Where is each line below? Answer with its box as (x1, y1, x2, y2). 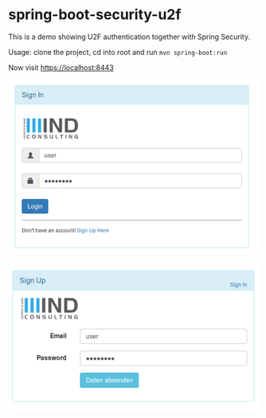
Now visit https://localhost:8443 (8, 62, 114, 72)
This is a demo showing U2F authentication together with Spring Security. (8, 32, 251, 41)
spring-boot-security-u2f (8, 6, 182, 24)
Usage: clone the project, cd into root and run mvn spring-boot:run (8, 47, 228, 57)
